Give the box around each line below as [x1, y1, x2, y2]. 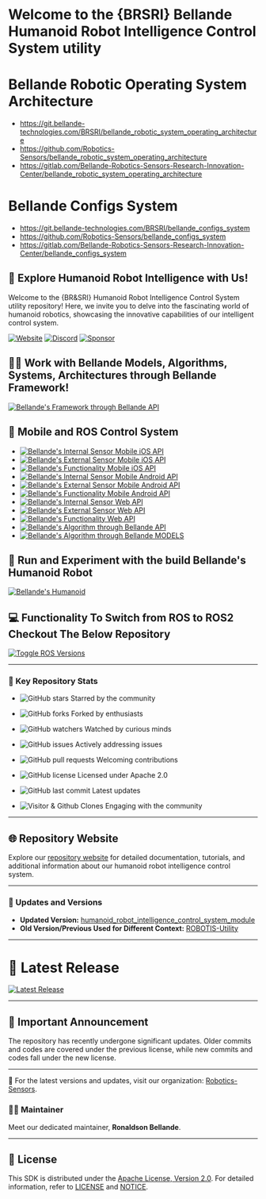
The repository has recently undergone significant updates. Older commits [8, 1036, 252, 1046]
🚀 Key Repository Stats [8, 676, 98, 687]
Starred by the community [70, 694, 156, 703]
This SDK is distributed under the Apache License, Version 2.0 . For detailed [8, 1174, 254, 1183]
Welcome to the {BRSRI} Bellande [8, 6, 233, 24]
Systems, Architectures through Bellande [8, 369, 217, 382]
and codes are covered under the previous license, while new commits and [8, 1045, 253, 1055]
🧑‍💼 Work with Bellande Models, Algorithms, [8, 356, 228, 370]
